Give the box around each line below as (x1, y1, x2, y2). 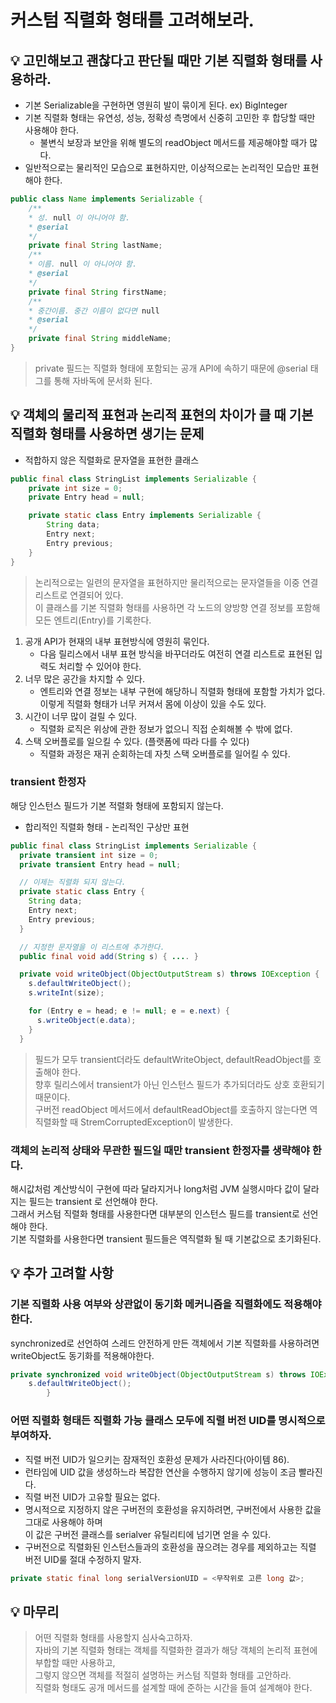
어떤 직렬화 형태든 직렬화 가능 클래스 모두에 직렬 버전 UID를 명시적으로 (10, 1414, 326, 1428)
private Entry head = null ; (28, 492, 145, 503)
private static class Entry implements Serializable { (28, 511, 262, 521)
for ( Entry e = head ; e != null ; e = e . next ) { (28, 1006, 230, 1016)
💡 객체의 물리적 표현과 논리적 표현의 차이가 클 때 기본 (10, 407, 314, 424)
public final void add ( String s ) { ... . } (19, 951, 199, 961)
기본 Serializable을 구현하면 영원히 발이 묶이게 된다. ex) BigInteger (24, 99, 288, 111)
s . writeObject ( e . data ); (36, 1015, 137, 1025)
